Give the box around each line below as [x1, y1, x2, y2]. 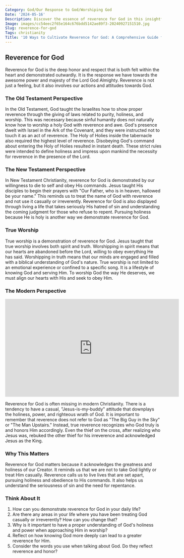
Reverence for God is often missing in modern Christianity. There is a [5, 400, 146, 406]
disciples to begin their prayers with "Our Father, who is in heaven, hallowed [5, 188, 161, 194]
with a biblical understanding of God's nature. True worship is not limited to [5, 259, 159, 265]
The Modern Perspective [5, 287, 66, 294]
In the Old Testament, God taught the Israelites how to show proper [5, 106, 143, 112]
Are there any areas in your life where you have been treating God [12, 511, 147, 517]
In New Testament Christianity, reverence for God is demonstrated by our [5, 177, 155, 183]
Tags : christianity [5, 30, 46, 35]
